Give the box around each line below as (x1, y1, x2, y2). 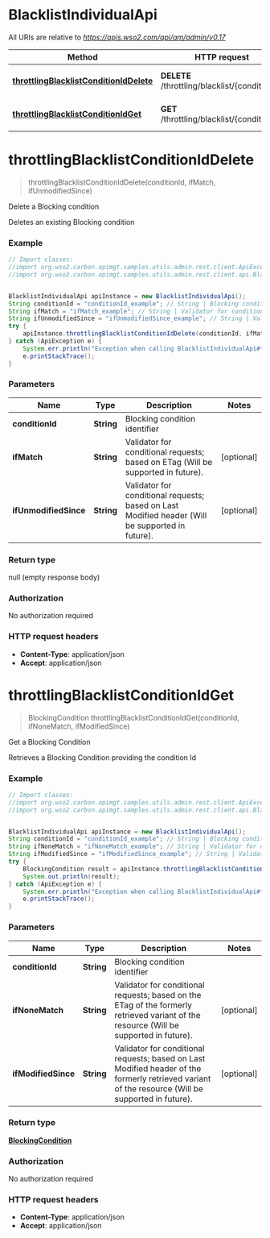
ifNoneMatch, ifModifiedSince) (27, 721, 130, 731)
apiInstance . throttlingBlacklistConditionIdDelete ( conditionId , (22, 330, 243, 338)
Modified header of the (114, 1062, 202, 1074)
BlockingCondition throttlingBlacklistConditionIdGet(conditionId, (27, 712, 239, 722)
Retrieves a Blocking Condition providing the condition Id (8, 752, 197, 762)
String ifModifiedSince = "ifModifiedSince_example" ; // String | (8, 850, 235, 858)
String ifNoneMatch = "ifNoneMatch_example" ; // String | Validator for (8, 842, 257, 851)
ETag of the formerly (114, 999, 193, 1011)
